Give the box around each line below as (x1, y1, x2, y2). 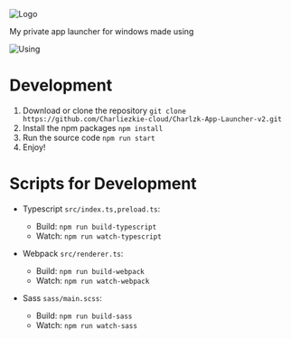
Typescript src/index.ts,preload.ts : (22, 203, 161, 214)
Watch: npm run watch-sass (35, 319, 138, 330)
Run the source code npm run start (22, 132, 155, 143)
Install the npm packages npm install (22, 122, 164, 133)
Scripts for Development (9, 174, 197, 194)
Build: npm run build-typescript (35, 221, 157, 231)
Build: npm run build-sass (35, 310, 133, 321)
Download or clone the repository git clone (22, 105, 187, 116)
